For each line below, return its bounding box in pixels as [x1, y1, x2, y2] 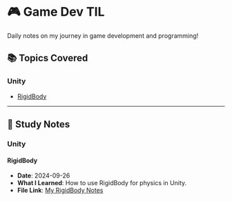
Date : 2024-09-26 [17, 171, 70, 180]
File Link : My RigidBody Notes [17, 186, 104, 195]
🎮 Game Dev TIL [7, 4, 105, 20]
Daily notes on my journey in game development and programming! [7, 31, 199, 40]
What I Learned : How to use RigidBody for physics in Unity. [17, 179, 187, 187]
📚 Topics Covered [7, 52, 88, 64]
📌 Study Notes [7, 118, 70, 130]
